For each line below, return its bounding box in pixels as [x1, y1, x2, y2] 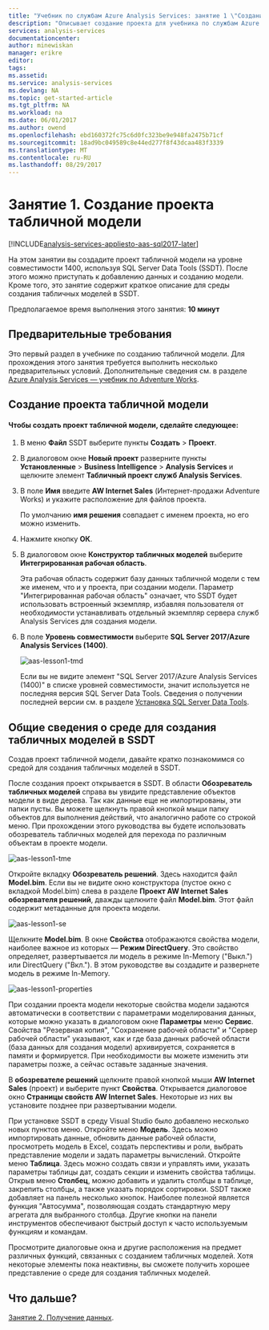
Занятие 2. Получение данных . [8, 1313, 114, 1323]
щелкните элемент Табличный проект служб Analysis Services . [19, 470, 243, 480]
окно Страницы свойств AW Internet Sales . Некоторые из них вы [8, 1092, 234, 1102]
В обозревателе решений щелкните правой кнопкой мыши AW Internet [8, 1075, 255, 1084]
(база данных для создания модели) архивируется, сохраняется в [8, 1043, 235, 1052]
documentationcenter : [8, 34, 81, 43]
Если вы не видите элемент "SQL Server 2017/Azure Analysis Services [19, 672, 258, 681]
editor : [8, 57, 34, 65]
